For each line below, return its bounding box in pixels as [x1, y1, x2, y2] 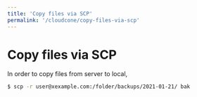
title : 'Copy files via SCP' [7, 10, 93, 17]
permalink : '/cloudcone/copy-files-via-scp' [7, 17, 140, 24]
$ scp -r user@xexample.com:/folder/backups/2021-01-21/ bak [7, 83, 191, 91]
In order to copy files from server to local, [7, 70, 128, 78]
